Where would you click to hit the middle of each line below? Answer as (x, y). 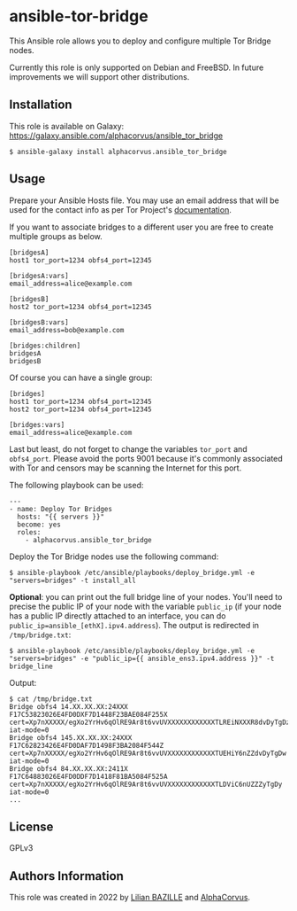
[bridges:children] (45, 346)
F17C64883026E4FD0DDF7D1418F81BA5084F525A (88, 776)
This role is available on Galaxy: (67, 126)
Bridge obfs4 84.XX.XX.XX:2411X (69, 768)
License (31, 826)
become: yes (39, 525)
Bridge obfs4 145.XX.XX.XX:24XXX (71, 737)
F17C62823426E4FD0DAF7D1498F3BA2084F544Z (87, 745)
